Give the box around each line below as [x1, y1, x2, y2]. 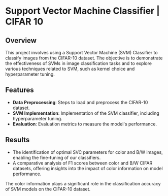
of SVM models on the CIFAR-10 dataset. [5, 186, 91, 192]
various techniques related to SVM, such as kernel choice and [5, 66, 135, 72]
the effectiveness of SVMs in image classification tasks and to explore [5, 60, 152, 66]
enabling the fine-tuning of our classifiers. [12, 154, 101, 160]
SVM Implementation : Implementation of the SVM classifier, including [12, 110, 160, 116]
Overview [5, 36, 37, 45]
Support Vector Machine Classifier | [5, 5, 160, 17]
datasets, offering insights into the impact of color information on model [12, 165, 163, 171]
